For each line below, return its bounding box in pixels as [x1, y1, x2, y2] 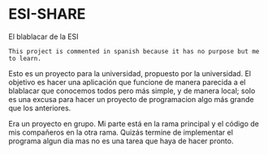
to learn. [8, 54, 42, 62]
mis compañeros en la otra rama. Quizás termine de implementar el [8, 127, 234, 137]
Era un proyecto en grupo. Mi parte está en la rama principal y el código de [8, 118, 260, 128]
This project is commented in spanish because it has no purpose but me [8, 47, 260, 55]
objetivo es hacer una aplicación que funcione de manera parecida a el [8, 77, 246, 87]
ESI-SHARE [8, 5, 86, 24]
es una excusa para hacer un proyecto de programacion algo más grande [8, 94, 254, 104]
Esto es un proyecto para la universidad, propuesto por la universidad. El [8, 68, 252, 78]
